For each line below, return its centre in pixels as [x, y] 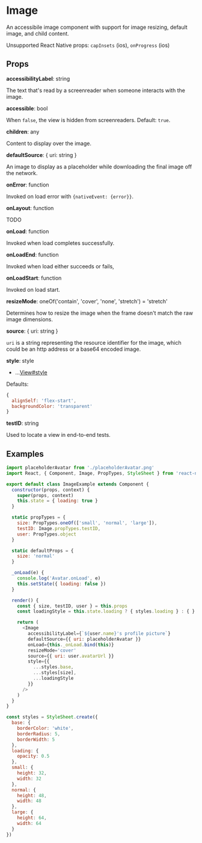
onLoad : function [28, 231]
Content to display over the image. [49, 143]
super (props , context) [45, 495]
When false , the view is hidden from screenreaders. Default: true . [88, 120]
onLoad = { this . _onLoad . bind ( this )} [71, 644]
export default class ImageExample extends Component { [78, 484]
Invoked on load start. [33, 289]
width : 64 [29, 823]
